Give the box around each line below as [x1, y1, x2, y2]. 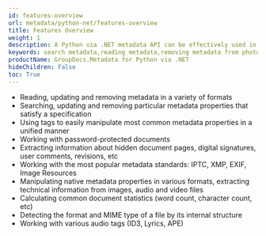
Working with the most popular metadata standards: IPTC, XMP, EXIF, [19, 159, 247, 169]
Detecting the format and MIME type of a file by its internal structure [19, 210, 243, 219]
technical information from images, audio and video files [19, 185, 204, 194]
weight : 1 [8, 33, 41, 42]
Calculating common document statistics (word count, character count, [19, 193, 253, 203]
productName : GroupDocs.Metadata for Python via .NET [8, 56, 190, 64]
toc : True [8, 70, 41, 78]
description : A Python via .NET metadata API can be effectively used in [8, 41, 257, 49]
